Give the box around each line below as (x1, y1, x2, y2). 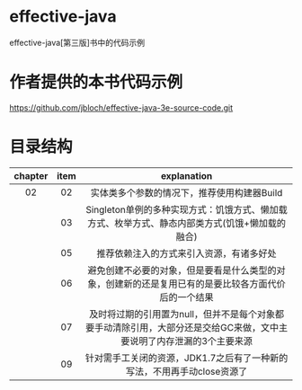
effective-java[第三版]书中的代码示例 (9, 37, 146, 48)
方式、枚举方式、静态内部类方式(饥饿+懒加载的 (87, 217, 286, 229)
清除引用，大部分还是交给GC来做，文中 (111, 321, 280, 333)
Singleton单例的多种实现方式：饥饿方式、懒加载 (84, 203, 288, 216)
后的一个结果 (159, 290, 214, 303)
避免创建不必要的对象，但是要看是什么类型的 (87, 263, 277, 276)
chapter (13, 169, 49, 182)
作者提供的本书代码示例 (9, 72, 183, 93)
